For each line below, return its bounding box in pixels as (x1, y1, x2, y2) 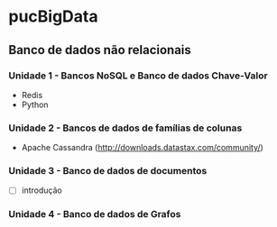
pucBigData (8, 6, 98, 27)
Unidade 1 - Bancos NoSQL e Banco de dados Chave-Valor (8, 69, 268, 82)
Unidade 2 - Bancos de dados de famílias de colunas (8, 122, 243, 134)
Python (21, 99, 49, 110)
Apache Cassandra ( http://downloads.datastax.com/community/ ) (21, 142, 263, 153)
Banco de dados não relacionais (8, 42, 191, 58)
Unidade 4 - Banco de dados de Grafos (8, 208, 181, 221)
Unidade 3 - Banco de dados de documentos (8, 165, 208, 177)
